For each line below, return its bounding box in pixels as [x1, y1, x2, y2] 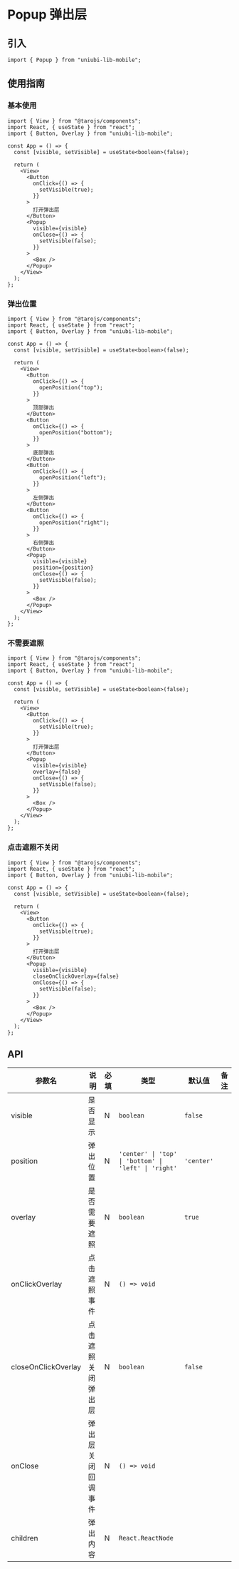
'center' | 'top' [118, 1150, 178, 1158]
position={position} [33, 564, 94, 571]
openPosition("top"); [38, 384, 103, 391]
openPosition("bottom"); [38, 429, 113, 436]
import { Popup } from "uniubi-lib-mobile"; [7, 56, 142, 63]
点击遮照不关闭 [7, 842, 59, 852]
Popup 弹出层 [7, 6, 87, 23]
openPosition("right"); [38, 518, 110, 526]
